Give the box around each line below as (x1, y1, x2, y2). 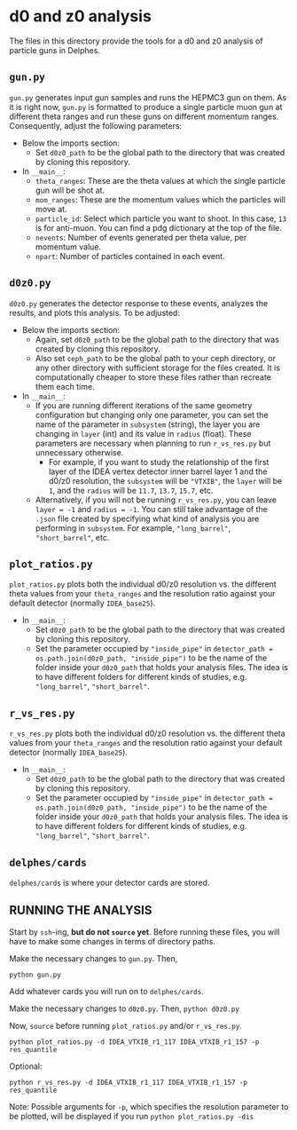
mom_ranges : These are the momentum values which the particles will (35, 194, 286, 205)
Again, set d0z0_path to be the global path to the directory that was (35, 334, 279, 344)
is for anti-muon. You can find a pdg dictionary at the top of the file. (35, 222, 282, 233)
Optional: (9, 1061, 43, 1071)
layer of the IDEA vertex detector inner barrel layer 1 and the (48, 466, 268, 477)
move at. (35, 203, 68, 214)
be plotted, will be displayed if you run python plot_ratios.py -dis (9, 1110, 254, 1121)
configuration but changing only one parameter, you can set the (35, 409, 269, 420)
